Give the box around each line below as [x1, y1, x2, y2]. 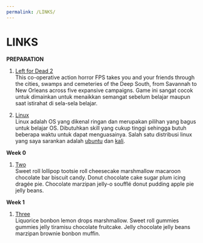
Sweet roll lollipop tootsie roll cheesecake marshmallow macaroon [15, 167, 181, 174]
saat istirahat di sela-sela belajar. [15, 99, 98, 107]
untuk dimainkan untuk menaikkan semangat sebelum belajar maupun [15, 93, 190, 100]
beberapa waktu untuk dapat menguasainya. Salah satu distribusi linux [15, 130, 193, 138]
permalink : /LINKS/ [6, 9, 56, 15]
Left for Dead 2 [15, 67, 53, 74]
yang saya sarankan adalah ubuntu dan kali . [15, 137, 126, 144]
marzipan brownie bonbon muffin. [15, 230, 100, 237]
